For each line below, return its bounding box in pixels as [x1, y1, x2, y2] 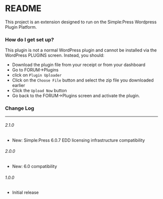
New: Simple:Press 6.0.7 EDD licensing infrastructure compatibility [12, 137, 145, 143]
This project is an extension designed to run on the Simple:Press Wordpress [5, 19, 157, 25]
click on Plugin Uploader [12, 72, 62, 78]
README [5, 3, 42, 14]
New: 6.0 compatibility [12, 163, 57, 169]
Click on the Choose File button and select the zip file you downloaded [12, 77, 154, 83]
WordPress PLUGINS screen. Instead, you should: [5, 52, 104, 58]
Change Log [5, 105, 34, 112]
